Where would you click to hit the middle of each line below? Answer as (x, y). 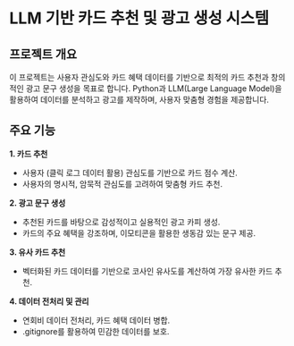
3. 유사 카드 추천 (38, 252)
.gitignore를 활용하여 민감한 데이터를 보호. (96, 331)
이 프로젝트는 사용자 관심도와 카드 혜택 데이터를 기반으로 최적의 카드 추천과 (139, 77)
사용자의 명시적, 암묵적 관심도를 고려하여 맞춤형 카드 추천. (122, 183)
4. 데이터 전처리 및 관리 (49, 301)
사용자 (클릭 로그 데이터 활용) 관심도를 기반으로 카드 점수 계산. (130, 173)
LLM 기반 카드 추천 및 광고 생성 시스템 (139, 18)
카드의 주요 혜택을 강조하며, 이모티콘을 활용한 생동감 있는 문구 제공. (139, 232)
